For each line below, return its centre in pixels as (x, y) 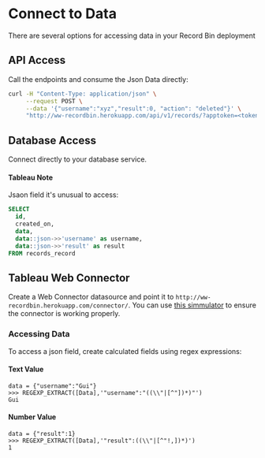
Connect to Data (62, 14)
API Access (37, 60)
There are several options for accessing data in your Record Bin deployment (132, 35)
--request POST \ (54, 101)
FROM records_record (42, 253)
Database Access (52, 140)
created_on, (35, 224)
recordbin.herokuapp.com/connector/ (68, 306)
